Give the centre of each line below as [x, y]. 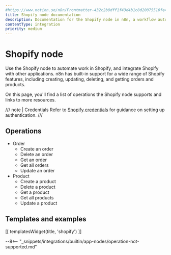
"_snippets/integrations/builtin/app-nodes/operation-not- [79, 241]
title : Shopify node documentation [43, 15]
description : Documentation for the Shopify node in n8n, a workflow [81, 19]
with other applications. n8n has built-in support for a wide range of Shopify [85, 74]
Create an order [37, 149]
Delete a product [38, 187]
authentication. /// [24, 115]
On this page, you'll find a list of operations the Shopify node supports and [83, 94]
